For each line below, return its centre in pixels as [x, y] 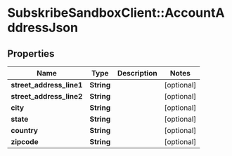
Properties [31, 54]
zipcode [25, 142]
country [25, 130]
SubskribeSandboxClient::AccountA [116, 13]
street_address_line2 [47, 96]
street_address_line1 [47, 85]
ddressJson [43, 28]
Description [137, 73]
